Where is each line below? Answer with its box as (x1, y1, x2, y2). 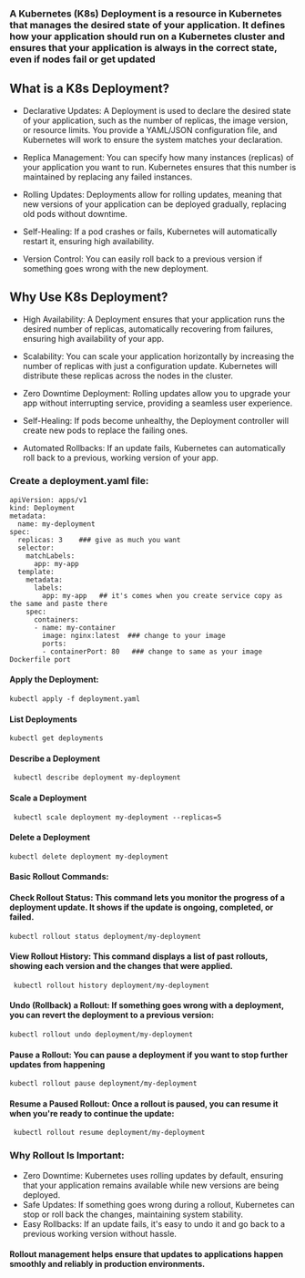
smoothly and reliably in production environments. (9, 1259, 206, 1270)
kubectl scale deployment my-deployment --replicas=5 (13, 812, 222, 822)
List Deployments (9, 714, 77, 725)
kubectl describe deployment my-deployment (13, 773, 181, 782)
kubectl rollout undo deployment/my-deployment (9, 1030, 194, 1039)
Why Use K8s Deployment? (9, 290, 168, 305)
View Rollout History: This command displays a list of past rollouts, (9, 951, 269, 962)
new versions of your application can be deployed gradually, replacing (22, 199, 287, 210)
